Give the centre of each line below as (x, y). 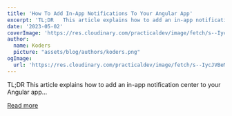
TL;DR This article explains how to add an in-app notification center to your (114, 84)
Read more (23, 105)
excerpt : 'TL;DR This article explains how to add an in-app (100, 20)
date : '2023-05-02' (35, 26)
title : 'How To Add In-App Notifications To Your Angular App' (100, 13)
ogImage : (20, 59)
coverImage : (24, 33)
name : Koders (32, 46)
